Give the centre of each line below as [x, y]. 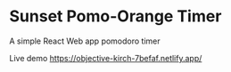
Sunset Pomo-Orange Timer [115, 16]
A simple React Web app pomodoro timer [85, 41]
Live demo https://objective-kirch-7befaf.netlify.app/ [106, 58]
